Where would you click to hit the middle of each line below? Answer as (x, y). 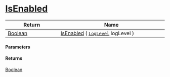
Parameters (18, 47)
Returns (14, 58)
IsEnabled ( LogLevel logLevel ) (97, 33)
